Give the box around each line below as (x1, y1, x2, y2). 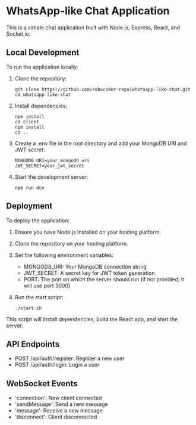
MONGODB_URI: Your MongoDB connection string (23, 263, 147, 270)
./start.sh (14, 305, 42, 311)
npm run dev (14, 185, 45, 191)
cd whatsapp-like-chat (14, 91, 71, 98)
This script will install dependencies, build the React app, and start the (6, 315, 178, 322)
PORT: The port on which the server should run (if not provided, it (23, 275, 185, 283)
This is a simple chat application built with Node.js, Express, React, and (6, 24, 180, 31)
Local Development (6, 48, 80, 58)
